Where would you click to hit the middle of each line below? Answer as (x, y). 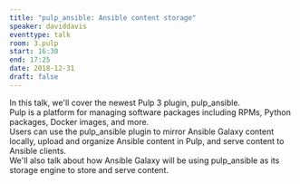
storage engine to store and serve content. (89, 169)
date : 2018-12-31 (42, 69)
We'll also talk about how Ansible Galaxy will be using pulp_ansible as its (145, 160)
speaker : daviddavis (48, 26)
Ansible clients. (38, 150)
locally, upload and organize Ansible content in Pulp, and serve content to (147, 140)
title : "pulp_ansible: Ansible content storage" (103, 18)
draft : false (34, 77)
